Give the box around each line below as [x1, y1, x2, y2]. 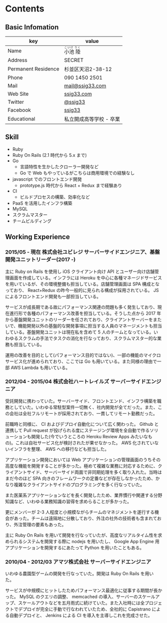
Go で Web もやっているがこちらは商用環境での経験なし [19, 170, 135, 176]
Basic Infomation [5, 23, 59, 31]
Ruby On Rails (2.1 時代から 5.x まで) [12, 152, 87, 158]
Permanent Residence [7, 65, 60, 72]
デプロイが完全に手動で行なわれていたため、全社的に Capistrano [18, 606, 151, 612]
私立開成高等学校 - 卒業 [64, 116, 121, 122]
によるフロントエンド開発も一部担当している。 [5, 293, 101, 300]
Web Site [7, 90, 29, 97]
